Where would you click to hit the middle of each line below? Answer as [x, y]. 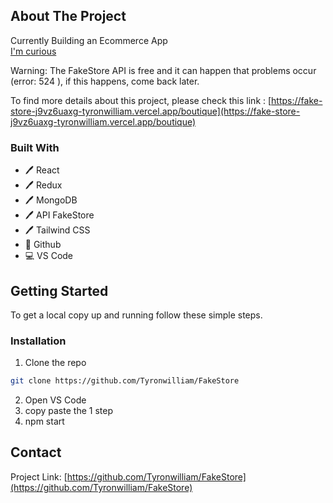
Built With [35, 147]
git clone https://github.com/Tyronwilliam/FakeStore [125, 381]
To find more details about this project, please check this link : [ [141, 100]
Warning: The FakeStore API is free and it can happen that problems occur [163, 70]
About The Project [68, 16]
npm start [44, 421]
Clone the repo [55, 363]
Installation [38, 341]
